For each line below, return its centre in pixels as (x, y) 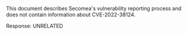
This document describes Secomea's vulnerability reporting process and (94, 8)
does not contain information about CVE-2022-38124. (71, 15)
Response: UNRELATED (34, 26)
